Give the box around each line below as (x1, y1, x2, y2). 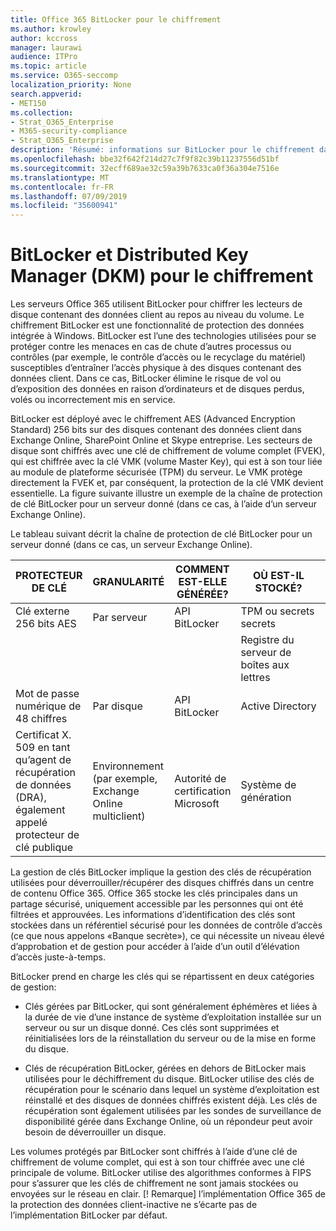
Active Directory (240, 699, 317, 713)
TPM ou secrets (240, 604, 315, 618)
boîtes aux (240, 658, 290, 672)
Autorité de (174, 772, 227, 786)
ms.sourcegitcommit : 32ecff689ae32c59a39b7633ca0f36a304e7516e (10, 163, 280, 173)
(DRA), (15, 791, 47, 805)
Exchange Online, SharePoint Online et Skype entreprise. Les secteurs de (10, 434, 313, 446)
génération (240, 791, 292, 805)
